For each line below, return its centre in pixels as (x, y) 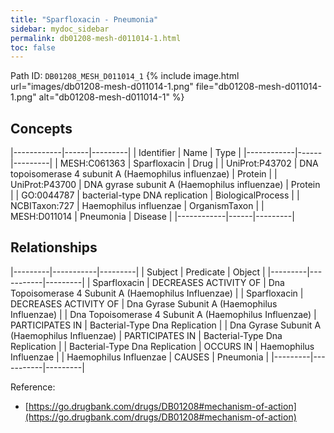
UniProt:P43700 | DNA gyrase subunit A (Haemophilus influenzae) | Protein (165, 185)
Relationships (54, 247)
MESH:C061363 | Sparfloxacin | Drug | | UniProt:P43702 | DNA (189, 163)
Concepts (41, 128)
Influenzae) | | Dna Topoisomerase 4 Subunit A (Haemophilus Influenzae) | (163, 314)
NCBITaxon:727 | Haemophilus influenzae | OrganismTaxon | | (137, 206)
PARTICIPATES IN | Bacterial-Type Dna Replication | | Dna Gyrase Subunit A (166, 325)
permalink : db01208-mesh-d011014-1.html (96, 38)
